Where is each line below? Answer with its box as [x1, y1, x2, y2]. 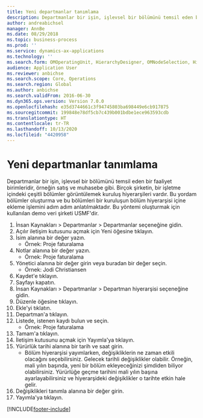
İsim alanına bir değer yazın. [15, 234, 86, 241]
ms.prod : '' [7, 43, 37, 49]
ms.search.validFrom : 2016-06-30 [7, 93, 91, 99]
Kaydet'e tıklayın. [15, 272, 59, 280]
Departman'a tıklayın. [15, 310, 69, 318]
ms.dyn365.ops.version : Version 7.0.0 [7, 98, 104, 104]
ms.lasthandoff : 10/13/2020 [7, 126, 78, 132]
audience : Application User [7, 64, 78, 71]
